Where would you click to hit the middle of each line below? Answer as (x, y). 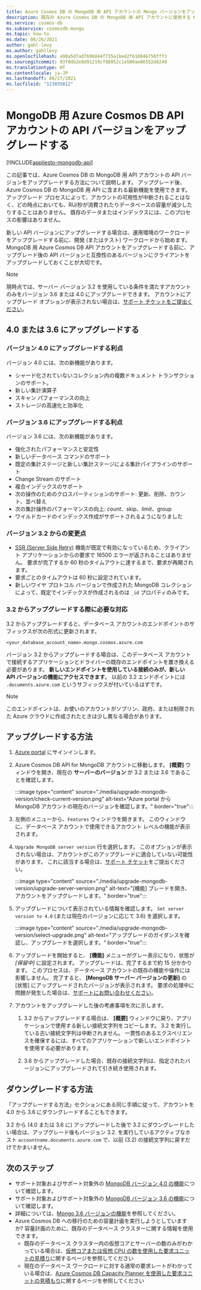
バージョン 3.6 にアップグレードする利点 (65, 422)
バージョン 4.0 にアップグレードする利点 (65, 348)
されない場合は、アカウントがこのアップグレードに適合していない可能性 (104, 854)
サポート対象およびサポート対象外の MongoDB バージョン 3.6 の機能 (99, 1198)
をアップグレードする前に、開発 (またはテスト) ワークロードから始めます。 (98, 239)
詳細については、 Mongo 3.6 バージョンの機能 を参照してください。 (97, 1213)
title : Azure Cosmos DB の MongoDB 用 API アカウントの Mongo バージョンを (96, 12)
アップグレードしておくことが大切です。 (56, 262)
